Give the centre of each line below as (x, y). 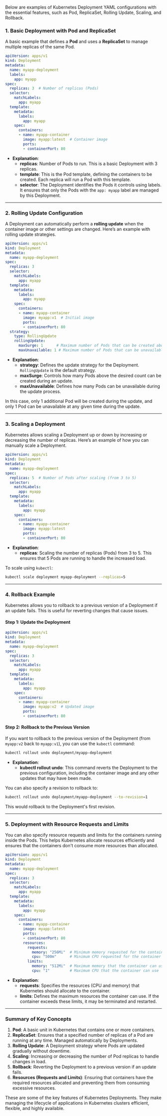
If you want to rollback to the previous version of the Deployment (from (78, 739)
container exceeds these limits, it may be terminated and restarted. (88, 1001)
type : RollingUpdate (35, 336)
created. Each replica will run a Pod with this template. (75, 180)
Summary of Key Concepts (38, 1019)
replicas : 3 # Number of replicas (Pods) (54, 89)
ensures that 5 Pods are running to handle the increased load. (83, 558)
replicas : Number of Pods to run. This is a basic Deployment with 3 (88, 164)
